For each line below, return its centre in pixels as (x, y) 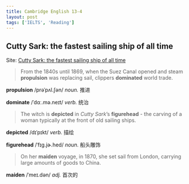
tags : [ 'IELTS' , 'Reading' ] (40, 22)
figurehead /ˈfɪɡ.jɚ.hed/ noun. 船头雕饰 (54, 145)
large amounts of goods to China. (61, 163)
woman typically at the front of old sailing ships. (78, 120)
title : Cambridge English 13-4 (44, 11)
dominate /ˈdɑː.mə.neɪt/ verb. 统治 (47, 103)
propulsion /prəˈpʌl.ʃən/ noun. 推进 (48, 90)
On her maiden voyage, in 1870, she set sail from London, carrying (101, 156)
